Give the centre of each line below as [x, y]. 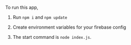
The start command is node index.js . [52, 37]
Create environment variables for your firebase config [69, 27]
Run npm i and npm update [40, 17]
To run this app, [22, 7]
